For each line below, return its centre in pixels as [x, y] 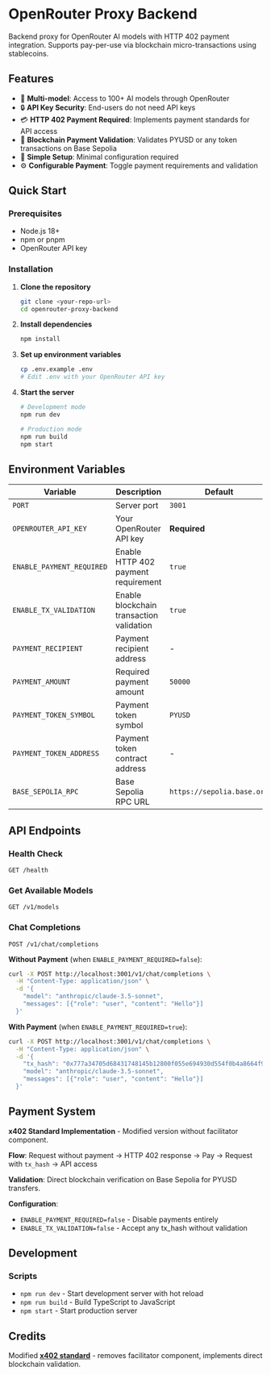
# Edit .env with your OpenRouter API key [92, 377]
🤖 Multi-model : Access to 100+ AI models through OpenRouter [125, 98]
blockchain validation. [45, 1365]
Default [219, 492]
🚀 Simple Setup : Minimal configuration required [99, 156]
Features [31, 79]
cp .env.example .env [56, 369]
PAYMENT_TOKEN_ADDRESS [56, 754]
